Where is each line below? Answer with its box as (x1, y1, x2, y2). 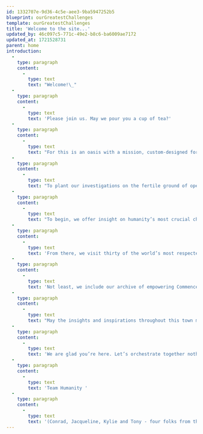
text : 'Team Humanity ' (28, 385, 88, 391)
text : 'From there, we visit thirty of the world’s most (28, 250, 174, 257)
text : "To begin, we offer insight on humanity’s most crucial (28, 217, 190, 223)
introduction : (6, 48, 42, 54)
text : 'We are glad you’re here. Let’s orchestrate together (28, 351, 185, 357)
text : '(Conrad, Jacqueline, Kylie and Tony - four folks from (28, 418, 190, 424)
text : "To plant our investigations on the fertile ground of (28, 183, 188, 189)
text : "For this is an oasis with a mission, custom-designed (28, 149, 188, 155)
